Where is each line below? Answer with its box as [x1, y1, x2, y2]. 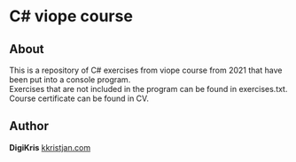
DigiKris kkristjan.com [9, 142, 91, 152]
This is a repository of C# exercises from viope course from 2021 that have [9, 65, 283, 75]
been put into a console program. [9, 74, 131, 85]
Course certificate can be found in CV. [9, 93, 149, 104]
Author [9, 119, 49, 134]
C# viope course [9, 6, 133, 27]
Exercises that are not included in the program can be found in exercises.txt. [9, 84, 288, 94]
